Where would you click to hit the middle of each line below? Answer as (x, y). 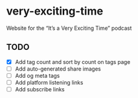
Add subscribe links (40, 89)
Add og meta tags (37, 75)
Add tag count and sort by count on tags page (73, 61)
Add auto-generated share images (58, 69)
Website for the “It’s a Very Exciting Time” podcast (69, 28)
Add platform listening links (49, 82)
